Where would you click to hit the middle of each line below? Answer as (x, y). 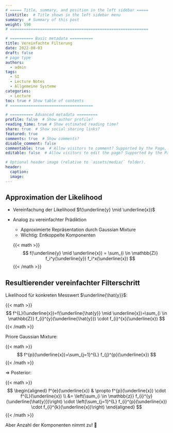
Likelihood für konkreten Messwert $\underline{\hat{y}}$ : (66, 295)
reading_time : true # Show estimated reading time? (62, 124)
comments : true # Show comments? (42, 139)
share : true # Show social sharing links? (53, 129)
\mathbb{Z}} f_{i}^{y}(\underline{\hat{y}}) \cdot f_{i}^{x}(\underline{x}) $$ (86, 319)
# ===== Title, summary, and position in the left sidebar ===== (77, 10)
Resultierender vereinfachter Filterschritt (73, 283)
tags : (11, 72)
